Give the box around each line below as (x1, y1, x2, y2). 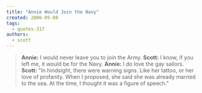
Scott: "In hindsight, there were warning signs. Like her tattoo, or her (21, 67, 194, 74)
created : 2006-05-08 (6, 15, 59, 21)
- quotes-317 (12, 26, 45, 32)
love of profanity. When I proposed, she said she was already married (21, 74, 196, 80)
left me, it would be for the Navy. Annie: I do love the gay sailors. (21, 60, 184, 67)
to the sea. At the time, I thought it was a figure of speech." (21, 80, 169, 87)
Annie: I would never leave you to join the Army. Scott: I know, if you (21, 54, 193, 61)
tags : (6, 20, 20, 26)
